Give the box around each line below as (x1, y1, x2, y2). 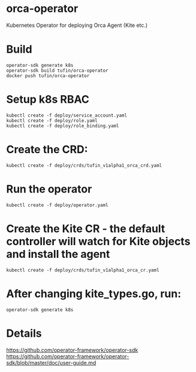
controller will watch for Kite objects (6, 234, 191, 248)
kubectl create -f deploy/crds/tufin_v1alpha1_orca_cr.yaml (6, 267, 160, 273)
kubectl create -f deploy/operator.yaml (6, 202, 109, 208)
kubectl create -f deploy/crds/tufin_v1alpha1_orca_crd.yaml (6, 162, 162, 169)
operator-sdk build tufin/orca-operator (6, 68, 109, 74)
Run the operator (6, 182, 92, 196)
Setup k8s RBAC (6, 93, 90, 106)
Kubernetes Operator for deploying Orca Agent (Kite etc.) (6, 22, 148, 29)
